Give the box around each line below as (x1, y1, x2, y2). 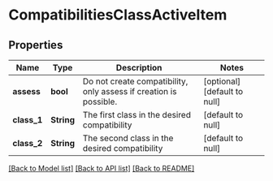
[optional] (202, 75, 241, 87)
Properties (8, 38, 63, 52)
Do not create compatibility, (82, 75, 188, 87)
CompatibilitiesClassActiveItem (8, 6, 227, 24)
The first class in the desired (82, 110, 191, 120)
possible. (82, 96, 118, 107)
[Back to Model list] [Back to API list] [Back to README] (8, 164, 195, 173)
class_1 (12, 114, 43, 125)
